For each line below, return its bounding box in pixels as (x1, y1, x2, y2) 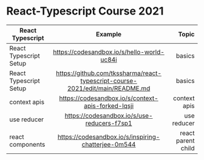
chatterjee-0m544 (81, 140, 136, 148)
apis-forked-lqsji (84, 101, 134, 110)
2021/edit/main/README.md (67, 84, 151, 92)
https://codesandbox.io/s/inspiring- (57, 132, 160, 141)
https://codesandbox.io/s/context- (59, 94, 159, 102)
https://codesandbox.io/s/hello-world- (53, 47, 165, 56)
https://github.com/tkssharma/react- (55, 68, 162, 77)
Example (96, 30, 122, 38)
